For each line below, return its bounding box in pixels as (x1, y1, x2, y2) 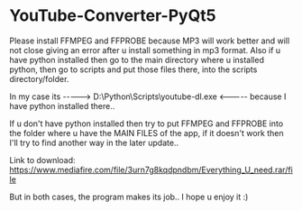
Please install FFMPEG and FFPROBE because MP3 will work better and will (9, 35, 290, 46)
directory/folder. (9, 73, 69, 84)
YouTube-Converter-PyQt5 (9, 5, 216, 26)
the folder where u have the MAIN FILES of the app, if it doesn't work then (9, 127, 284, 138)
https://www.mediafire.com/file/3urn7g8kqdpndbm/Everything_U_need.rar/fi (9, 164, 293, 175)
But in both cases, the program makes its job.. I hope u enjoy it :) (9, 191, 249, 202)
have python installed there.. (9, 100, 115, 111)
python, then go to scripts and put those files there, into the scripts (9, 64, 258, 75)
